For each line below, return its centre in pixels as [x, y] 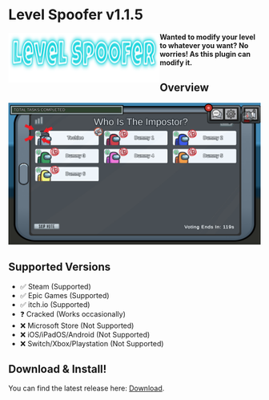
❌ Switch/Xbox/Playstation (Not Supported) [92, 343]
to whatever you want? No [204, 45]
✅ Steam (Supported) [56, 286]
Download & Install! [58, 369]
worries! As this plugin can [205, 54]
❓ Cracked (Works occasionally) [72, 313]
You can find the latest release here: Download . [86, 388]
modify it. [176, 63]
